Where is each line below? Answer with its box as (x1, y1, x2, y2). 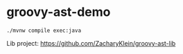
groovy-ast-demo (6, 4, 111, 20)
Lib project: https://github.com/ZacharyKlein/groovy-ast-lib (6, 39, 176, 47)
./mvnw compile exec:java (6, 27, 81, 34)
